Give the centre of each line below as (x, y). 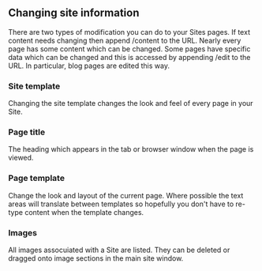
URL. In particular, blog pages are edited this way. (89, 66)
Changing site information (74, 13)
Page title (27, 132)
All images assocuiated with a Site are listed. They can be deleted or (119, 250)
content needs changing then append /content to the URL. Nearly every (125, 40)
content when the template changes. (84, 212)
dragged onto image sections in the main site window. (96, 258)
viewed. (21, 158)
